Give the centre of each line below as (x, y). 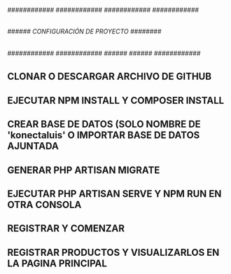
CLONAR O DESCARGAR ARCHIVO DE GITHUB (110, 77)
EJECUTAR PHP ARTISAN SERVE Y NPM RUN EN (114, 194)
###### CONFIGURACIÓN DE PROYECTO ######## (84, 32)
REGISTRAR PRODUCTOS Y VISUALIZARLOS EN (113, 252)
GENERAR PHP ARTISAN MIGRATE (84, 170)
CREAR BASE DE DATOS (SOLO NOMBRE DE (104, 124)
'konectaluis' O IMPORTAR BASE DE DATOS (104, 136)
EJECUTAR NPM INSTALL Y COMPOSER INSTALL (116, 101)
